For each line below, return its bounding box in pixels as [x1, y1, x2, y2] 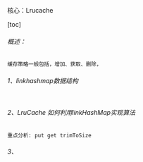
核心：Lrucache [7, 6, 54, 14]
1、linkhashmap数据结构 [7, 76, 79, 85]
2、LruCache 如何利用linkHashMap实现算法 [7, 108, 136, 116]
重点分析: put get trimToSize [7, 132, 92, 139]
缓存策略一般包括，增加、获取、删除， [7, 61, 102, 68]
